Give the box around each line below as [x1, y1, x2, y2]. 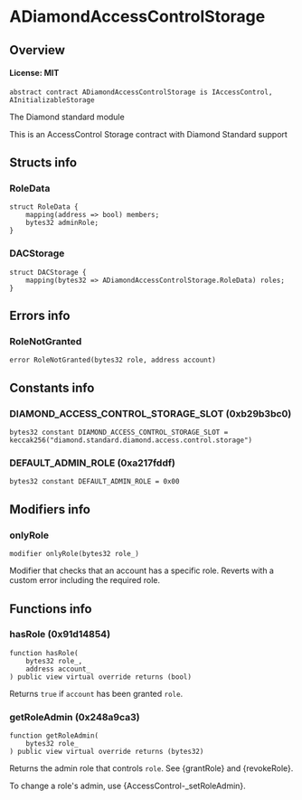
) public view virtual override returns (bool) [9, 672, 193, 682]
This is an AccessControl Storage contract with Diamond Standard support [9, 128, 288, 139]
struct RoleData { [9, 202, 79, 212]
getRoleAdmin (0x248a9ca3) [9, 711, 140, 723]
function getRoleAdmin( [9, 731, 99, 740]
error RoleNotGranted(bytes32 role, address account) [9, 355, 217, 365]
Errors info [9, 308, 71, 324]
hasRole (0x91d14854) [9, 628, 111, 641]
